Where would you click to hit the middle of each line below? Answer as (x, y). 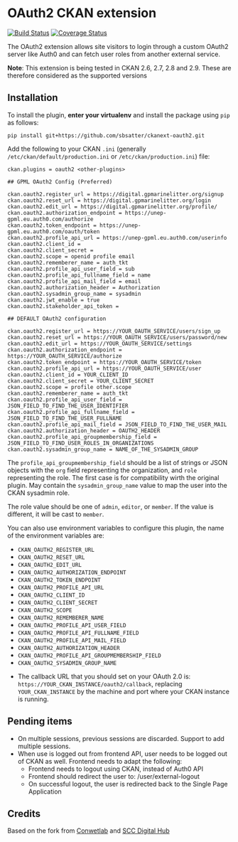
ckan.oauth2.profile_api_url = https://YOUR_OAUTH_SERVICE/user (104, 368)
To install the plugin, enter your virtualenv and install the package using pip (119, 114)
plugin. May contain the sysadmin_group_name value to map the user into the (117, 485)
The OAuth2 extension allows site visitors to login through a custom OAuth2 (118, 46)
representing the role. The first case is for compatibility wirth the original (113, 477)
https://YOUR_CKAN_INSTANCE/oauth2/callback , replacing (100, 683)
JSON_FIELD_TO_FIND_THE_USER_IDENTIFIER (68, 406)
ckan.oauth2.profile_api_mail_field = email (74, 281)
